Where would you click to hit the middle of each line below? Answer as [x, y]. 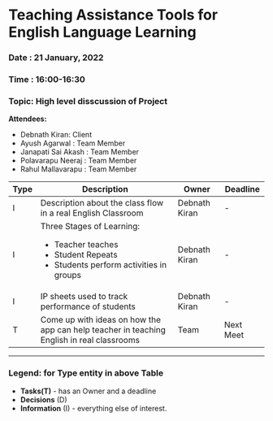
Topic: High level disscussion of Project [88, 101]
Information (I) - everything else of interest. [93, 408]
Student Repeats [86, 255]
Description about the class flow [102, 203]
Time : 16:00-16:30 [47, 80]
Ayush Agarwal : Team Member [73, 143]
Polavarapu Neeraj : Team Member [78, 161]
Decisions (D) [43, 399]
